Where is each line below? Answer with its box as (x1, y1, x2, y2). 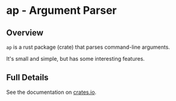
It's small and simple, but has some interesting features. (6, 55, 145, 62)
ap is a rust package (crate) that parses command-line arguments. (6, 43, 171, 50)
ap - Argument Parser (6, 4, 117, 17)
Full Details (6, 73, 49, 83)
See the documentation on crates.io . (6, 88, 96, 96)
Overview (6, 28, 44, 38)
